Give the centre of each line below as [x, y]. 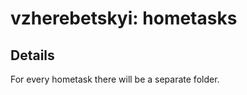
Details [32, 55]
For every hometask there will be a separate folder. [115, 79]
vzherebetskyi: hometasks [124, 18]
